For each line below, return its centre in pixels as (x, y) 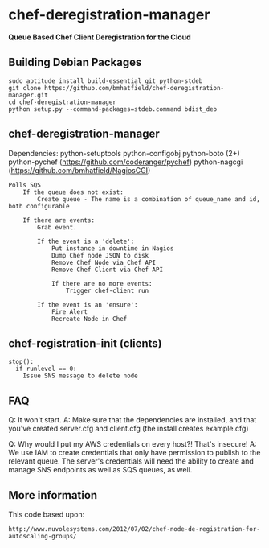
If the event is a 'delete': (86, 241)
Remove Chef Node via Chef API (104, 262)
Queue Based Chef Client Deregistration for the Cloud (100, 37)
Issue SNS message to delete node (80, 376)
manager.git (28, 95)
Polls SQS (25, 185)
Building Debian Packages (75, 62)
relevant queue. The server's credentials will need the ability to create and (131, 461)
